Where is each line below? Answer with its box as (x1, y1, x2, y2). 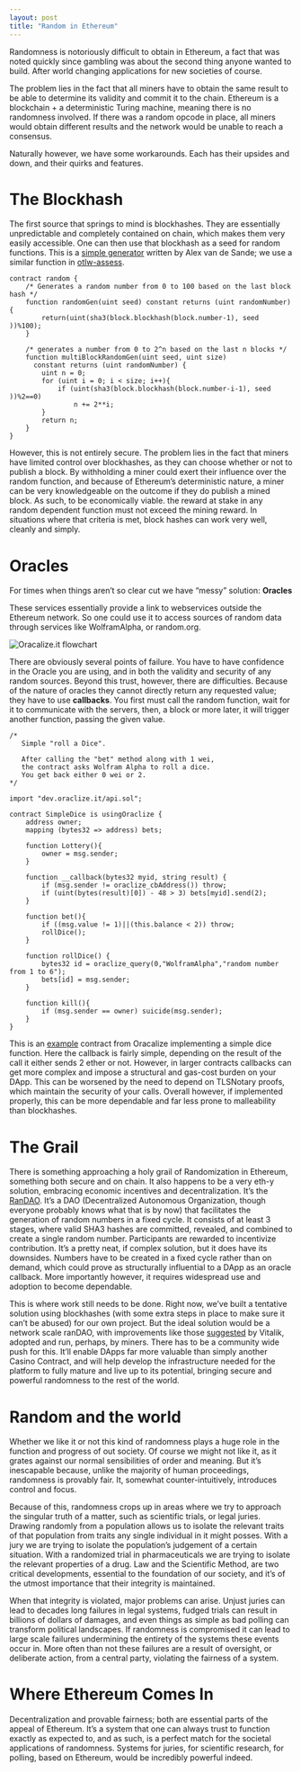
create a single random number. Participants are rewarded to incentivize (9, 1233, 277, 1244)
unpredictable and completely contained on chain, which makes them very (9, 228, 286, 239)
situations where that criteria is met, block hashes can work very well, (9, 515, 268, 525)
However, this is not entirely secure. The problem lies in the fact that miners (9, 447, 289, 459)
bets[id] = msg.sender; (41, 975, 130, 985)
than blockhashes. (9, 1105, 78, 1116)
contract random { (9, 274, 78, 283)
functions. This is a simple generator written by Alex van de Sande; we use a (9, 247, 293, 258)
